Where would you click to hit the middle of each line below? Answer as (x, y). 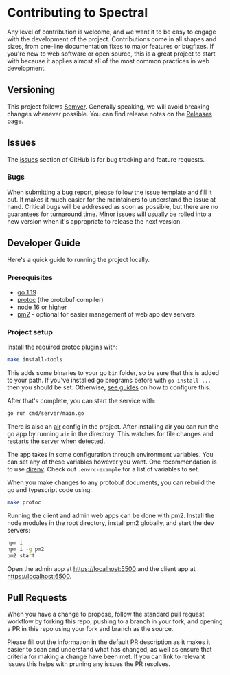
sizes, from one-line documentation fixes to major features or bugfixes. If (111, 46)
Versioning (31, 90)
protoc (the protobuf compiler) (60, 299)
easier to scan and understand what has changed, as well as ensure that (110, 650)
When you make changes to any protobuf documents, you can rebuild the (111, 482)
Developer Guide (44, 243)
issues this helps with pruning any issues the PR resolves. (89, 664)
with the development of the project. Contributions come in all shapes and (112, 39)
